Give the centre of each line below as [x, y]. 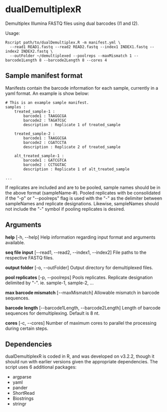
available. [15, 242]
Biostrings [23, 398]
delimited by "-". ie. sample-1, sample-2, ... [50, 283]
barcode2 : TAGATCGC [45, 120]
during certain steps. [27, 328]
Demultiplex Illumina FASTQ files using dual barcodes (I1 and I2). [72, 23]
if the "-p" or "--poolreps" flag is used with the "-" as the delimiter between [84, 198]
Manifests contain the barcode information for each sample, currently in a [82, 88]
